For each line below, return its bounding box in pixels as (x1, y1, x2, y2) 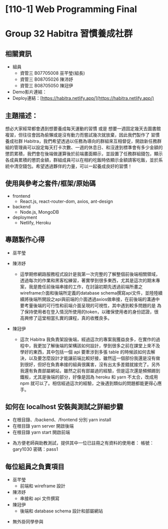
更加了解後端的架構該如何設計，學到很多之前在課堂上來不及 (37, 342, 160, 348)
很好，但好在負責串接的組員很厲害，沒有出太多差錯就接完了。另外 (24, 361, 160, 367)
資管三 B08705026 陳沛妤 (19, 76, 73, 82)
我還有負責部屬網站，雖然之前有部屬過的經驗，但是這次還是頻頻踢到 (19, 367, 160, 373)
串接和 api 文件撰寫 (19, 495, 60, 501)
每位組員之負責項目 (5, 462, 64, 471)
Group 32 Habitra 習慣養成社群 (5, 28, 133, 40)
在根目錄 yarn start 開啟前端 (12, 429, 70, 435)
